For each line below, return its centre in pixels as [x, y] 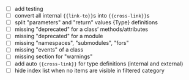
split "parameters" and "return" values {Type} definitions [86, 22]
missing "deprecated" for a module [59, 36]
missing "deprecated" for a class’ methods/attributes [81, 29]
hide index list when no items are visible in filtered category [89, 70]
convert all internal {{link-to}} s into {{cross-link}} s [82, 16]
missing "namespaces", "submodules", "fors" [72, 43]
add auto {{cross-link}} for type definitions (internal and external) [99, 64]
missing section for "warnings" [54, 56]
